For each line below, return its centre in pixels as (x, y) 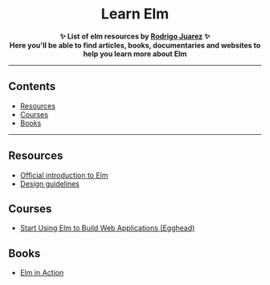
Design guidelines (50, 183)
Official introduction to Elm (64, 175)
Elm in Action (42, 273)
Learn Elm (135, 14)
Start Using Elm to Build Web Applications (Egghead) (107, 228)
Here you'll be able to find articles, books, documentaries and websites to (135, 45)
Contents (32, 86)
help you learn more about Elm (135, 54)
